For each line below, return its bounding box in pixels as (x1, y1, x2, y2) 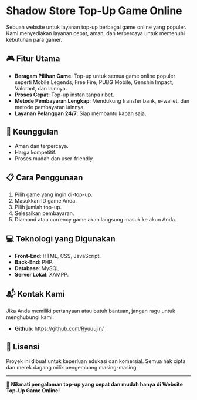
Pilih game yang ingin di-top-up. (14, 191, 93, 198)
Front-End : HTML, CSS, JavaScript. (14, 253, 101, 260)
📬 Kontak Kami (6, 289, 65, 299)
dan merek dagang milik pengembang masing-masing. (6, 364, 138, 371)
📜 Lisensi (6, 342, 40, 352)
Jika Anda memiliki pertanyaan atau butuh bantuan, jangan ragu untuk (6, 307, 176, 314)
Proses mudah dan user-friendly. (14, 154, 94, 162)
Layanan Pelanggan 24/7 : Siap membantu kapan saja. (14, 110, 147, 117)
